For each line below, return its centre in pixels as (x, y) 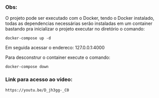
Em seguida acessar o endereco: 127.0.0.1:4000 (55, 48)
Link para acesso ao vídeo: (39, 80)
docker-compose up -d (28, 38)
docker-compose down (27, 67)
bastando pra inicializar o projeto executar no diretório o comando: (75, 29)
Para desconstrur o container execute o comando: (58, 57)
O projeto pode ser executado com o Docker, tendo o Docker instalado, (80, 18)
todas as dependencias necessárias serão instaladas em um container (79, 23)
